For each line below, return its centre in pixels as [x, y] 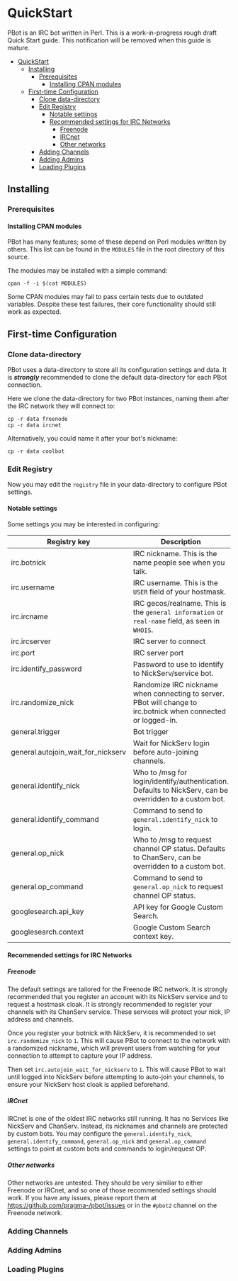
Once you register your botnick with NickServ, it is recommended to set [112, 1033]
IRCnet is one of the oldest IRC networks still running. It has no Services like [118, 1119]
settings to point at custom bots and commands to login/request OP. [107, 1149]
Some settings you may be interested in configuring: [84, 524]
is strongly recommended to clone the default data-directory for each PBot [117, 378]
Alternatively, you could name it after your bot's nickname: [92, 439]
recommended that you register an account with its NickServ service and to [118, 997]
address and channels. [41, 1020]
